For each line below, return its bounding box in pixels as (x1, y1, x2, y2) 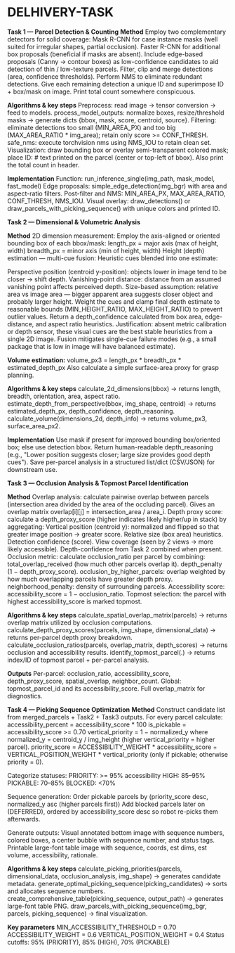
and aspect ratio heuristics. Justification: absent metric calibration (35, 319, 227, 328)
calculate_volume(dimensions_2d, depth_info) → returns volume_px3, (7, 414, 208, 423)
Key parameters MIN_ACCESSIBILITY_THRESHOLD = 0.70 (7, 923, 177, 931)
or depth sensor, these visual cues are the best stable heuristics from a (7, 327, 213, 335)
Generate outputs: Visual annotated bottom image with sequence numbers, (7, 828, 224, 837)
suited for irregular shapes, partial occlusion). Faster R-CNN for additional (7, 42, 221, 51)
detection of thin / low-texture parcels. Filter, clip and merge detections (7, 65, 213, 73)
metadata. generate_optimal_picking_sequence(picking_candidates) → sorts (7, 879, 228, 888)
